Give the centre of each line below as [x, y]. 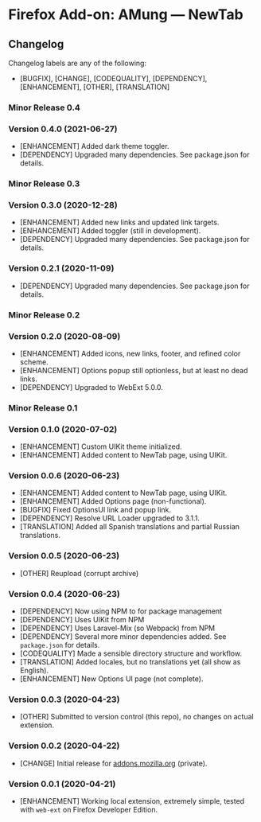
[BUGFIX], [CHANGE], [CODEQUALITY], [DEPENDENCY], [113, 78]
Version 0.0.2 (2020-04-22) [64, 746]
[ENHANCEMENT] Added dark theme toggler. [94, 146]
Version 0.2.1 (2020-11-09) [61, 268]
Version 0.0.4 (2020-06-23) [64, 594]
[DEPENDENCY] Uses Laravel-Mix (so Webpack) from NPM [117, 628]
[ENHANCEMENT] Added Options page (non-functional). [113, 501]
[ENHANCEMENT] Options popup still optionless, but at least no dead [134, 370]
